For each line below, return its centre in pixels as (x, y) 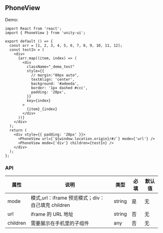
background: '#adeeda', (55, 84)
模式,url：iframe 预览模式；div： (68, 198)
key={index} (39, 101)
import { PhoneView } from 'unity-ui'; (45, 33)
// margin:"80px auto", (55, 75)
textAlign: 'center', (53, 79)
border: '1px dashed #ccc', (59, 88)
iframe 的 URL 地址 (52, 214)
